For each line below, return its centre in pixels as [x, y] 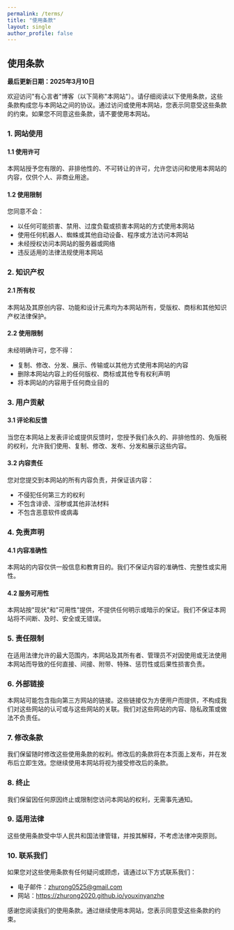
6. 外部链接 [26, 684]
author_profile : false [40, 33]
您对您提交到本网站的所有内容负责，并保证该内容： [80, 480]
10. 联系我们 [27, 855]
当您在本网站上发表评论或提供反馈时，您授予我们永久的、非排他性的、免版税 [117, 437]
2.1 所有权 [21, 290]
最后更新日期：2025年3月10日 [51, 82]
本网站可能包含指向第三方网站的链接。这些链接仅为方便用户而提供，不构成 [114, 700]
